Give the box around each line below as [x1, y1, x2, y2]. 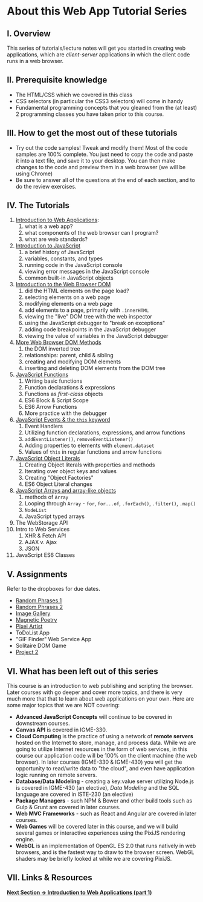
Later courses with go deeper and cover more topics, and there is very [7, 688, 183, 696]
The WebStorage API [15, 519, 68, 527]
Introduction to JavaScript [15, 242, 81, 249]
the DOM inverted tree [24, 345, 80, 352]
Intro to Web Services [15, 526, 70, 533]
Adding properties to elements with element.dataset [24, 442, 155, 449]
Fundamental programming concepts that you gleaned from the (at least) [15, 104, 198, 111]
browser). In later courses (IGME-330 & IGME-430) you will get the [15, 758, 182, 766]
